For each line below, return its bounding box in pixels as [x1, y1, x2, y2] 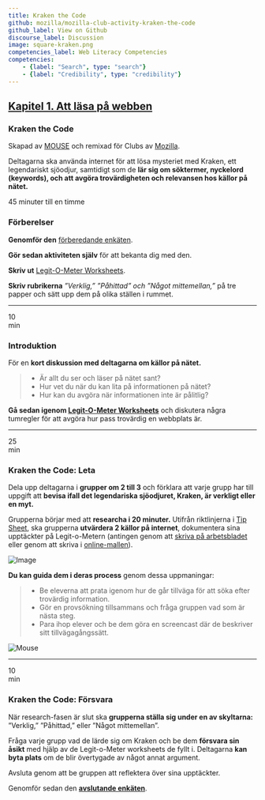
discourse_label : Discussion [8, 33, 104, 42]
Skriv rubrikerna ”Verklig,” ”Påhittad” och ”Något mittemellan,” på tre [8, 281, 237, 290]
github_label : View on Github [8, 26, 108, 34]
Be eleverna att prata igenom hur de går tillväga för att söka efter [39, 586, 251, 595]
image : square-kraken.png [8, 41, 93, 49]
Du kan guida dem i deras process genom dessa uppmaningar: [8, 571, 215, 580]
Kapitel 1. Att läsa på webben [8, 100, 153, 113]
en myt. [8, 500, 34, 509]
